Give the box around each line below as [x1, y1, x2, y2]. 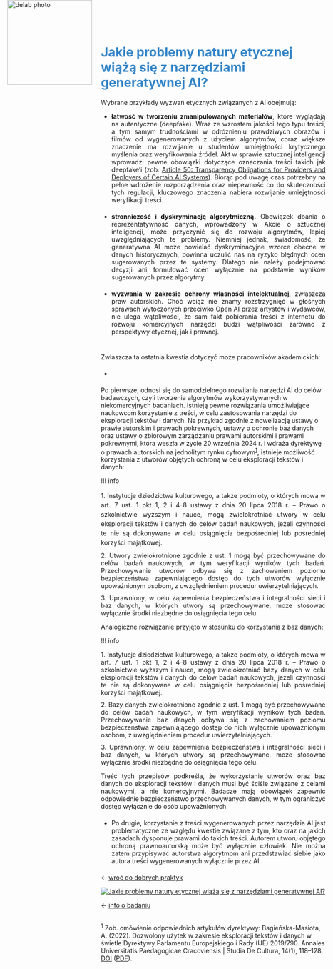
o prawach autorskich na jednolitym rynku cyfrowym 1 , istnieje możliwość [101, 447, 315, 457]
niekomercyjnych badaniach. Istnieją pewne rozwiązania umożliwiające [101, 401, 309, 409]
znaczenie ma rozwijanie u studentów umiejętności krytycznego [111, 142, 326, 151]
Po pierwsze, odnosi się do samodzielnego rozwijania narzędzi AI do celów [101, 386, 322, 394]
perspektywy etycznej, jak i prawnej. [111, 327, 220, 336]
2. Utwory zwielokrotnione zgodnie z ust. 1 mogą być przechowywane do [101, 551, 326, 560]
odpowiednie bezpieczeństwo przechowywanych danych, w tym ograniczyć [101, 795, 326, 803]
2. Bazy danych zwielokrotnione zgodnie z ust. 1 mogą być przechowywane [101, 700, 326, 709]
